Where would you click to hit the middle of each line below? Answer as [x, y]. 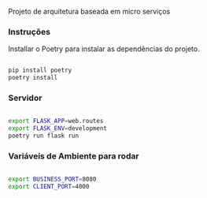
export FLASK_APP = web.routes [56, 121]
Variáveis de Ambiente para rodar [74, 155]
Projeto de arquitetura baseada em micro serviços [89, 11]
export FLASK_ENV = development [58, 129]
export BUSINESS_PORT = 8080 [52, 179]
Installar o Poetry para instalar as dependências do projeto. [104, 49]
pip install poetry [40, 70]
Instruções [30, 32]
